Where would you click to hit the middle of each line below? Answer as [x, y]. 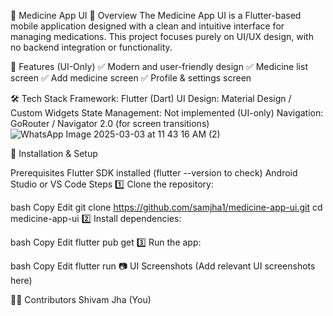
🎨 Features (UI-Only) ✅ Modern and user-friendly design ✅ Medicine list [159, 66]
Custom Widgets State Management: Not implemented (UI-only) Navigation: [167, 113]
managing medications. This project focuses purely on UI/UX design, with [162, 36]
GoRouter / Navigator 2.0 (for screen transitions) [110, 123]
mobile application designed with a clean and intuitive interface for [147, 26]
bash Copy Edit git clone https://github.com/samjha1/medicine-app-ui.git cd [166, 207]
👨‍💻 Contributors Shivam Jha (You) [81, 299]
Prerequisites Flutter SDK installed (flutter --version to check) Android [154, 173]
